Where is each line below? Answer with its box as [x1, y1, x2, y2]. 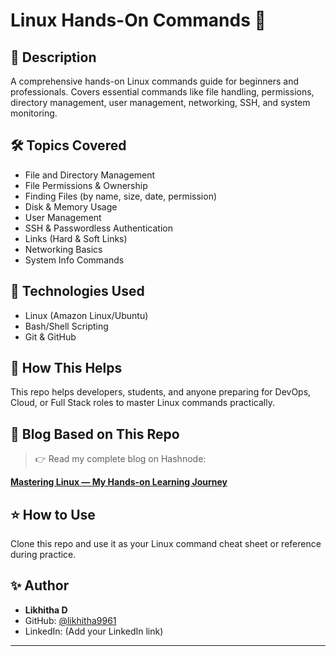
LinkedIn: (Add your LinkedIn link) [24, 625, 164, 637]
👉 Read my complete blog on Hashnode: [34, 453, 207, 465]
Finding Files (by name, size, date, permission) [24, 190, 218, 202]
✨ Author [10, 577, 70, 594]
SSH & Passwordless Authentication [24, 222, 173, 234]
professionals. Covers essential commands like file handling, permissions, [10, 86, 315, 98]
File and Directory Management [24, 169, 156, 181]
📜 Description [10, 49, 97, 66]
